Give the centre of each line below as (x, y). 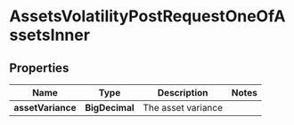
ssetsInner (50, 35)
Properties (39, 68)
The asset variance (183, 108)
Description (183, 93)
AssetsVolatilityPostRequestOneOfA (147, 16)
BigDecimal (110, 108)
